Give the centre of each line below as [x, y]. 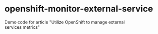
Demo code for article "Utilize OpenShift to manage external [65, 22]
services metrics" [22, 27]
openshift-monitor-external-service [79, 9]
